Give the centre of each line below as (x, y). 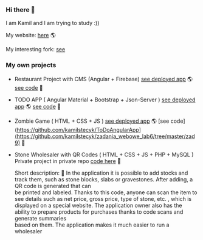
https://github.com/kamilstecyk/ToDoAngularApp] (79, 129)
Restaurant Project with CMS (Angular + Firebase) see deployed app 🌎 (103, 79)
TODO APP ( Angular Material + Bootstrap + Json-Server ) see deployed (105, 100)
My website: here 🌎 (31, 35)
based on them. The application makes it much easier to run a (92, 225)
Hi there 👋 (21, 10)
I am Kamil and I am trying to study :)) (53, 23)
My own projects (31, 65)
